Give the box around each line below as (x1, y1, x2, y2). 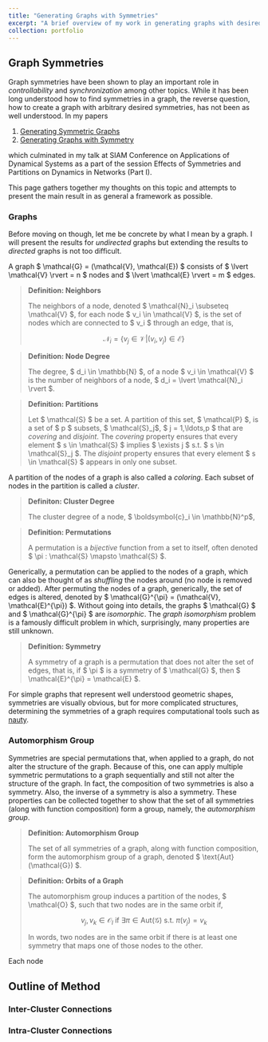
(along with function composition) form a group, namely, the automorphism (8, 803, 256, 814)
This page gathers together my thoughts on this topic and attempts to (8, 183, 237, 192)
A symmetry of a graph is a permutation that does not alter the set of (27, 657, 254, 667)
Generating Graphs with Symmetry (19, 135, 134, 144)
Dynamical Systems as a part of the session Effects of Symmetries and (8, 159, 242, 168)
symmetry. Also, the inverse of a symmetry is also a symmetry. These (8, 787, 237, 796)
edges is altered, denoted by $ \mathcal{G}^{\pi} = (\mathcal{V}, (8, 592, 221, 602)
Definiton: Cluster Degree (27, 496, 115, 507)
